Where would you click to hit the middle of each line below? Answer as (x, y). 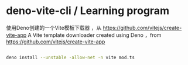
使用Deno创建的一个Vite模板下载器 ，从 (54, 28)
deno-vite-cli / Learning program (88, 11)
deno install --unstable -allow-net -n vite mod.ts (70, 57)
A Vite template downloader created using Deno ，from (95, 35)
